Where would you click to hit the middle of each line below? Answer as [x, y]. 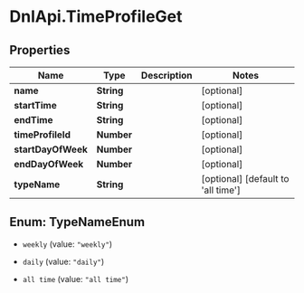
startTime [35, 105]
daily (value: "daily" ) [63, 261]
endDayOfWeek [49, 164]
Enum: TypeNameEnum [77, 222]
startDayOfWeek [51, 149]
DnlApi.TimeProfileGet [96, 17]
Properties [40, 50]
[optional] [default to [245, 179]
